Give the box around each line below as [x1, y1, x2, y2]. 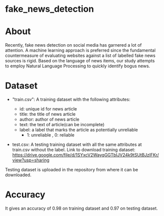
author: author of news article [19, 116, 80, 122]
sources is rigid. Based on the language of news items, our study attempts [5, 58, 155, 64]
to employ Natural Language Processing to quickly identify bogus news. [5, 63, 150, 69]
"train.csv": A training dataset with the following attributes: [12, 97, 131, 103]
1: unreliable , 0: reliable [26, 132, 75, 138]
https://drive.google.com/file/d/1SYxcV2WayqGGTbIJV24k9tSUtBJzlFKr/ [12, 152, 159, 158]
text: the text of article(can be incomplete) [19, 122, 105, 128]
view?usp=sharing [12, 157, 50, 163]
